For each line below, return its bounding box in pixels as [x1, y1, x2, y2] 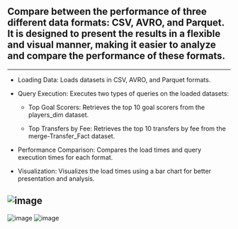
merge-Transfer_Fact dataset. [28, 131, 115, 140]
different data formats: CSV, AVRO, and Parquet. [7, 17, 225, 29]
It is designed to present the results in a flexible [7, 28, 221, 40]
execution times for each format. [17, 152, 113, 162]
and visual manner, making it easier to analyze [7, 39, 216, 51]
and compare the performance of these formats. [7, 50, 225, 62]
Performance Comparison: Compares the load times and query [17, 145, 202, 154]
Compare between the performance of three [7, 6, 208, 18]
